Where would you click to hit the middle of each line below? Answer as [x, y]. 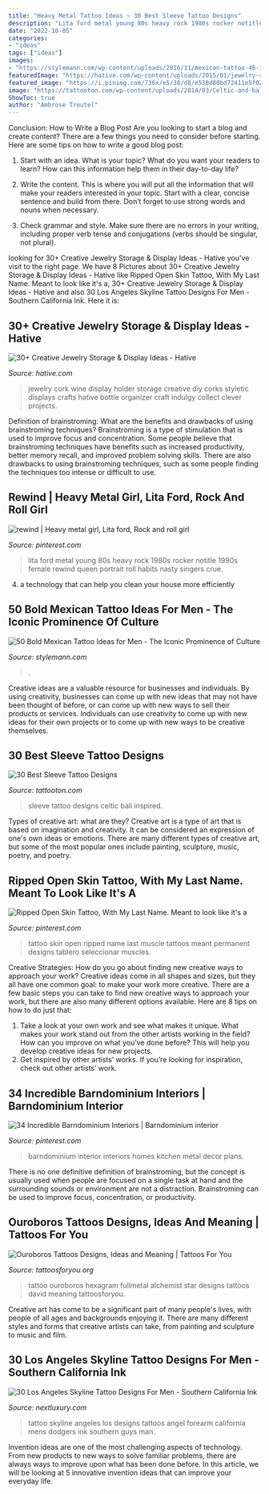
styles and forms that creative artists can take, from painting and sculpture [131, 1326]
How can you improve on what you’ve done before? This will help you [134, 1043]
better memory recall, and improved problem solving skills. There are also [130, 455]
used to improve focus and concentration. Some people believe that [120, 438]
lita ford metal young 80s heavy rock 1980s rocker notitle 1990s [133, 560]
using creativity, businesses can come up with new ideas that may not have [133, 696]
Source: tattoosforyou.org [51, 1270]
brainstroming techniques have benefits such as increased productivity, [126, 446]
